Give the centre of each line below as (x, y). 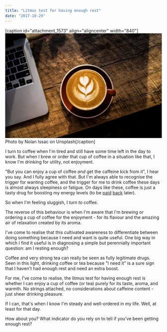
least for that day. (23, 309)
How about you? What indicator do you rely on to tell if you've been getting (82, 319)
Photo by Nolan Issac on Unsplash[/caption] (50, 142)
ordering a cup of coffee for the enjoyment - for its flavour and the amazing (82, 217)
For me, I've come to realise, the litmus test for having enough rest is (75, 278)
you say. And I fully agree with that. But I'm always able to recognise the (79, 176)
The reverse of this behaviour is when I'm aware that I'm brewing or (75, 212)
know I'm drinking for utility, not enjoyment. (49, 162)
